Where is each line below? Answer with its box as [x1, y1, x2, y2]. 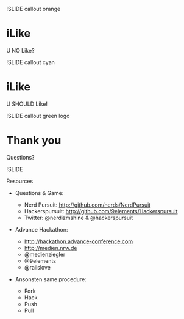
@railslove [24, 263, 51, 271]
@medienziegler [24, 251, 66, 258]
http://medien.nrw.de [24, 244, 77, 251]
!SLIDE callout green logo [6, 112, 70, 119]
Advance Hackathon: [15, 226, 68, 233]
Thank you [6, 134, 62, 147]
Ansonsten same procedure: [15, 275, 87, 283]
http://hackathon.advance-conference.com [24, 238, 133, 245]
